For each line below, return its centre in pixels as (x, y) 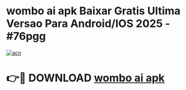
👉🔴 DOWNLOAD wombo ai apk (85, 78)
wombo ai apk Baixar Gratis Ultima (94, 11)
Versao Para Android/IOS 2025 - (88, 24)
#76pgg (26, 36)
